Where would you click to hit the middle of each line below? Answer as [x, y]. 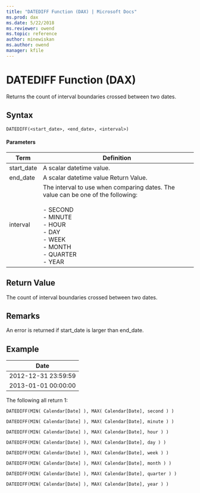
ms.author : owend [28, 45]
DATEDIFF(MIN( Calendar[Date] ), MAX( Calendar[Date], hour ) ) [87, 432]
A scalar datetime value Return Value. [95, 178]
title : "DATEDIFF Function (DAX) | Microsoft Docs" [71, 12]
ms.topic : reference [32, 34]
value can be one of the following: [90, 194]
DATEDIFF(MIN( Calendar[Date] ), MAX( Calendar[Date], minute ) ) [90, 422]
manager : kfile [25, 51]
